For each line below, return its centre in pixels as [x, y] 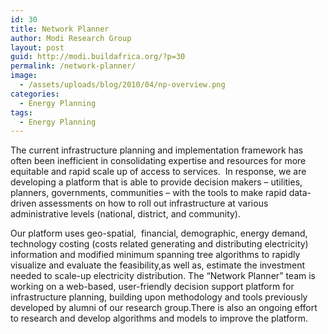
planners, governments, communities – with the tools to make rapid [148, 193]
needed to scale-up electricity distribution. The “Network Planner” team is [163, 276]
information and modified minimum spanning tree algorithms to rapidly [155, 255]
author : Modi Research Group [71, 38]
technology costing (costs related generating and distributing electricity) [159, 244]
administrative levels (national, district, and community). [126, 214]
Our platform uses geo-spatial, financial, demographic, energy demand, [159, 233]
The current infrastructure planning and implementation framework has [157, 150]
